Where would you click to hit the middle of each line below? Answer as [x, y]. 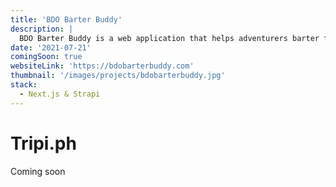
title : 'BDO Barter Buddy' [66, 19]
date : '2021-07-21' [51, 47]
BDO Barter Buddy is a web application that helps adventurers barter [169, 38]
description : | [42, 29]
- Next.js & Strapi [60, 94]
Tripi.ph [43, 143]
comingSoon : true [46, 57]
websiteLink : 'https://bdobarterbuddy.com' [102, 66]
